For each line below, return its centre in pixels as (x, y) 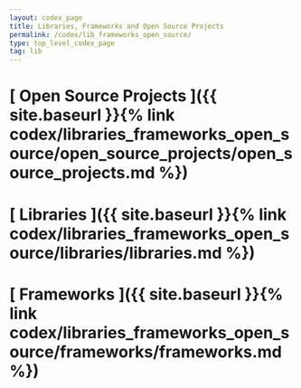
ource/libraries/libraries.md (116, 253)
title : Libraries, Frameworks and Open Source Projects (117, 26)
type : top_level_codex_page (62, 43)
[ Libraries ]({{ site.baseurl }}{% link (148, 214)
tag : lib (26, 52)
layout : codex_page (46, 18)
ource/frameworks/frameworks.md (146, 351)
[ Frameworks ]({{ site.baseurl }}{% (146, 294)
